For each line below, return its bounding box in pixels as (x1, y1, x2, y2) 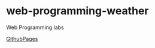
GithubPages (6, 35, 38, 42)
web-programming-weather (6, 4, 149, 18)
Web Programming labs (6, 24, 64, 31)
